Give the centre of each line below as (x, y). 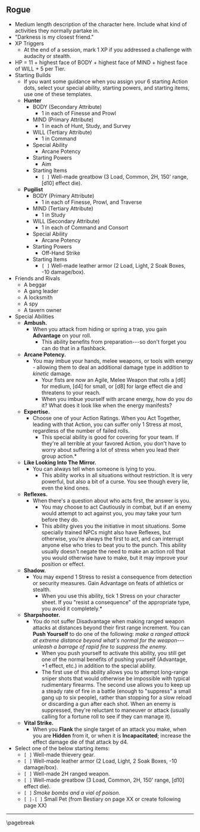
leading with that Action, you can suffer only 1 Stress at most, (107, 424)
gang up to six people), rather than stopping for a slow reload (117, 697)
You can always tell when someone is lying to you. (94, 469)
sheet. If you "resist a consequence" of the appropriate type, (116, 602)
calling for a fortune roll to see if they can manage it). (107, 716)
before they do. (60, 519)
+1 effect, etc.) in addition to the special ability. (99, 665)
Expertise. (37, 411)
